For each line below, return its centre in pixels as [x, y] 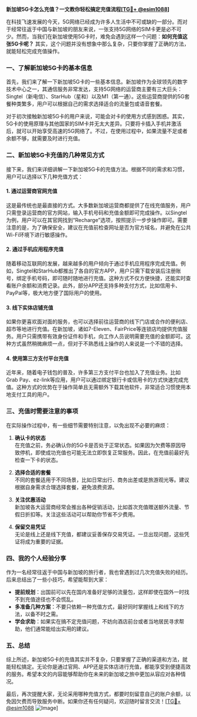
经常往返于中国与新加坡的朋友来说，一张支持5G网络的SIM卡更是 [89, 29]
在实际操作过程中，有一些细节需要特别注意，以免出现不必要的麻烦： [88, 425]
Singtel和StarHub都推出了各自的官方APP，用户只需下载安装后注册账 [99, 271]
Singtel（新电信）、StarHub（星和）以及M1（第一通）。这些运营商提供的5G [95, 97]
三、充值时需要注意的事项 [42, 411]
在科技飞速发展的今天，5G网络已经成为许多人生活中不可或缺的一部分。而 [94, 22]
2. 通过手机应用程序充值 [35, 249]
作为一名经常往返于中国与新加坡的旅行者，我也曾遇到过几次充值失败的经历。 [98, 572]
